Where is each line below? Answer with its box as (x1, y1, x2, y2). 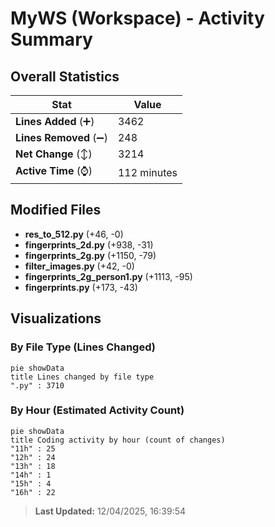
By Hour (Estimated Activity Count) (10, 403, 185, 417)
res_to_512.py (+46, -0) (24, 228, 124, 240)
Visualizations (10, 310, 102, 327)
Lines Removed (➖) (15, 131, 108, 144)
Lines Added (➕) (15, 115, 95, 128)
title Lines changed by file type (10, 372, 155, 382)
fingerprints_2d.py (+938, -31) (24, 238, 154, 251)
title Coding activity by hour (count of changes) (10, 435, 226, 445)
